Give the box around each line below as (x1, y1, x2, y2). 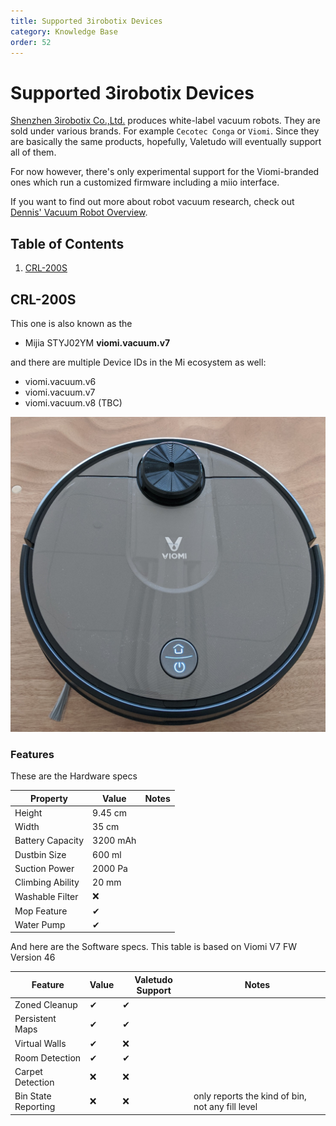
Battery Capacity (14, 835, 85, 847)
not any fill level (193, 1101, 258, 1113)
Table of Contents (10, 235, 125, 252)
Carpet (14, 1066, 43, 1078)
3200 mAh (92, 835, 137, 847)
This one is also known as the (10, 317, 133, 329)
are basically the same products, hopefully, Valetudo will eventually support (10, 136, 322, 148)
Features (10, 747, 55, 761)
